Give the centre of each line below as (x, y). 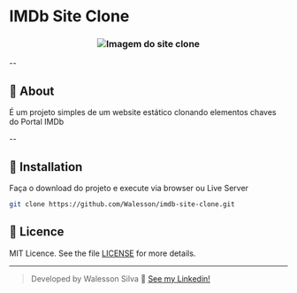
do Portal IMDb (37, 122)
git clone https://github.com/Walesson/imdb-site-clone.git (122, 204)
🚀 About (32, 91)
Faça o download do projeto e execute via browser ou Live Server (129, 189)
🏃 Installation (46, 167)
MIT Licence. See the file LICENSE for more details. (103, 253)
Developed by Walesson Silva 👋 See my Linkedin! (120, 278)
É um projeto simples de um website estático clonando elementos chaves (143, 112)
